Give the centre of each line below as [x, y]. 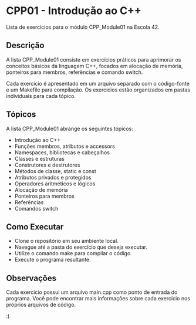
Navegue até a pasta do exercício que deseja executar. [81, 247]
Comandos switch [36, 208]
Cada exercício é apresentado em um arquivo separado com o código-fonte [98, 83]
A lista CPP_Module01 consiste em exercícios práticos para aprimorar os [94, 59]
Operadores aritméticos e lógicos [55, 184]
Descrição [25, 45]
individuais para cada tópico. [41, 96]
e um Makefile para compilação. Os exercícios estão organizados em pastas [98, 90]
